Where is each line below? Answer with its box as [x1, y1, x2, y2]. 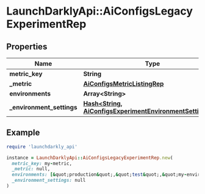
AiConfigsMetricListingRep [83, 80, 164, 88]
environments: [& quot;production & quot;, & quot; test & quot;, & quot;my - [12, 171, 187, 178]
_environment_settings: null [12, 178, 86, 184]
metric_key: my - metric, [12, 160, 72, 167]
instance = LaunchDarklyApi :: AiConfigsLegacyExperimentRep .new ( [6, 154, 173, 161]
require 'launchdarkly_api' [6, 144, 78, 150]
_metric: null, [12, 166, 51, 172]
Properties [6, 41, 48, 52]
